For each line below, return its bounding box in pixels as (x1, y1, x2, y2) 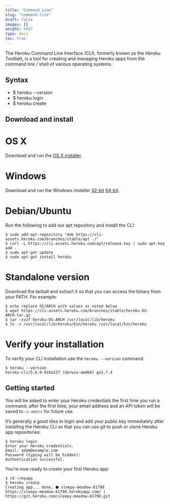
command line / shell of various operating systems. (5, 61, 113, 67)
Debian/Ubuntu (5, 205, 72, 217)
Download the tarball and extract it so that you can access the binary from (5, 288, 161, 294)
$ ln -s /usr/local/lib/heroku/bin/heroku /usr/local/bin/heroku (5, 321, 147, 326)
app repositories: (5, 429, 41, 435)
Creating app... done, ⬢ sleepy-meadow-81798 (5, 485, 105, 490)
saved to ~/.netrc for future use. (5, 408, 74, 414)
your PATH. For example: (5, 294, 58, 300)
